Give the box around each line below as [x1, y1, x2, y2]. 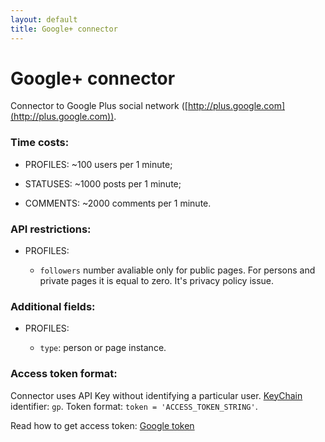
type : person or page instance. [39, 342, 167, 354]
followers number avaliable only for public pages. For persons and [39, 264, 316, 276]
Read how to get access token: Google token [10, 419, 195, 431]
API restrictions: [10, 222, 92, 236]
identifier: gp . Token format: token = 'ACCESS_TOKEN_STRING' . [10, 400, 258, 412]
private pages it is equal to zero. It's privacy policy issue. [39, 275, 275, 287]
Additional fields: [10, 299, 96, 313]
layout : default [10, 14, 78, 25]
